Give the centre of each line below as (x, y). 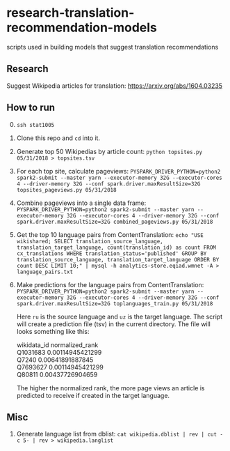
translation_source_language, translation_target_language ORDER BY (118, 259)
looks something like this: (53, 331)
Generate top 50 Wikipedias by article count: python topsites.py (109, 151)
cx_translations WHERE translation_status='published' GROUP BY (112, 253)
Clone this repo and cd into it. (58, 138)
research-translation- (71, 13)
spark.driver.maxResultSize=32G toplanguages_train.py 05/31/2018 (115, 304)
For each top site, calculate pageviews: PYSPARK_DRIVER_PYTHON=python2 (118, 171)
